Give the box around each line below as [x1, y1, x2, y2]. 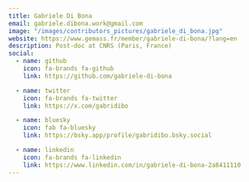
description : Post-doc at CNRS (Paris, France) [8, 42, 173, 50]
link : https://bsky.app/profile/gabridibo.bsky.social [23, 131, 213, 140]
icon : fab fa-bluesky [23, 124, 96, 132]
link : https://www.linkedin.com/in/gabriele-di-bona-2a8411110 [23, 161, 242, 169]
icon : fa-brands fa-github [23, 65, 114, 73]
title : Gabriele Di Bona [8, 11, 92, 20]
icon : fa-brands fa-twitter [23, 94, 118, 102]
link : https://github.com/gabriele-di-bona [23, 72, 173, 80]
